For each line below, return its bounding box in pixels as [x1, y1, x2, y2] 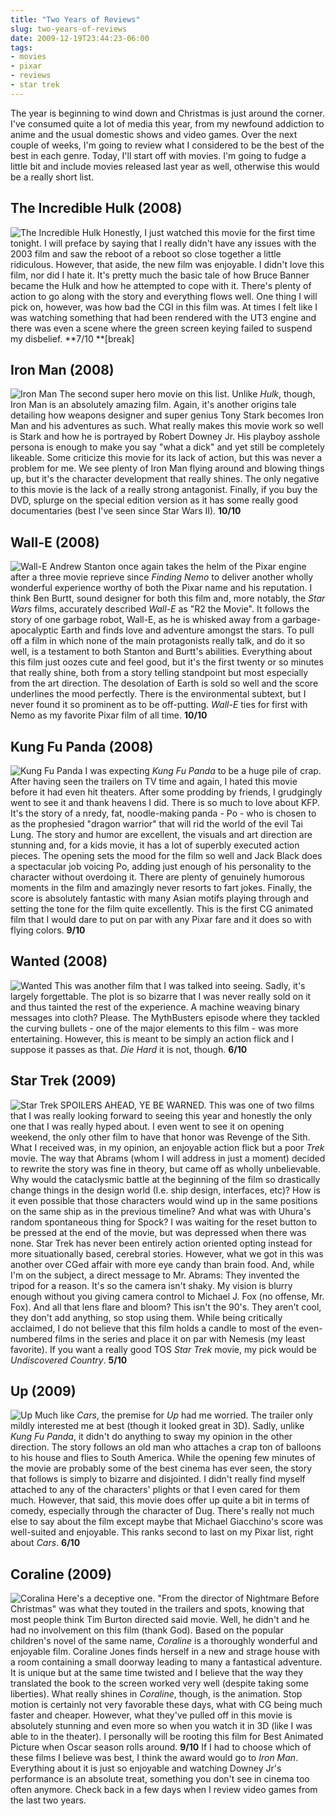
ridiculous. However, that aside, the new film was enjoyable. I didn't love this [10, 258, 325, 270]
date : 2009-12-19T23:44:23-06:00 [10, 33, 150, 43]
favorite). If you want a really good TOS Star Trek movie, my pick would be [10, 1343, 317, 1355]
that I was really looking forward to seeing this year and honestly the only [10, 1109, 313, 1121]
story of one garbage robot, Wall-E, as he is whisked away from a [10, 614, 280, 626]
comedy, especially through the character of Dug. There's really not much [10, 1505, 315, 1517]
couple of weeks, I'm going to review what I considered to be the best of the [10, 139, 325, 151]
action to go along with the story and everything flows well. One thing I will [10, 290, 318, 302]
